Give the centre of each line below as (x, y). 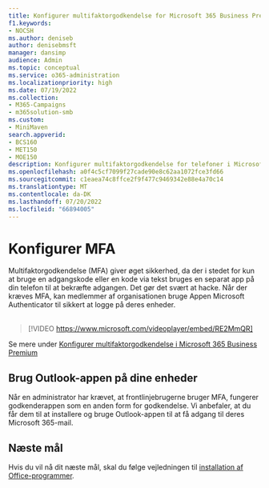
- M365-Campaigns (37, 105)
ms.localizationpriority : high (60, 82)
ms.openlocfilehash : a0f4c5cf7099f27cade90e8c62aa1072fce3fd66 (116, 172)
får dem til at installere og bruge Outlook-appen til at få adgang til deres (126, 414)
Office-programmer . (41, 475)
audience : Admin (35, 61)
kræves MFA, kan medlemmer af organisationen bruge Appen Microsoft (126, 296)
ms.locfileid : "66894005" (51, 209)
